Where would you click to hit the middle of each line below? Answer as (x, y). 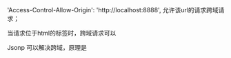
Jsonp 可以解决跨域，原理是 (47, 47)
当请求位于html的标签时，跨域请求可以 (62, 33)
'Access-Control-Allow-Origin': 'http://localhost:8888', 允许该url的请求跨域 (113, 10)
